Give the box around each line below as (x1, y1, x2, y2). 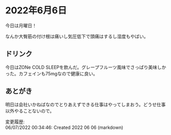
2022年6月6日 (5, 5, 67, 16)
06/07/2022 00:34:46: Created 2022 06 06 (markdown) (5, 124, 124, 130)
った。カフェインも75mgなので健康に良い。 (5, 70, 98, 76)
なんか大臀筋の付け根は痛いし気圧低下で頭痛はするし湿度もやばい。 (5, 33, 149, 39)
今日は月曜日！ (5, 22, 37, 29)
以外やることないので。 (5, 107, 55, 114)
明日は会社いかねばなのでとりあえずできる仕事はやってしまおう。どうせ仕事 (5, 101, 166, 107)
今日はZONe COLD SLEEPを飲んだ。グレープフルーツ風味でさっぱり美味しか (5, 64, 166, 70)
